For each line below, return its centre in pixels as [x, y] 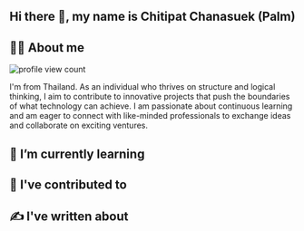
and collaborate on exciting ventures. [78, 125]
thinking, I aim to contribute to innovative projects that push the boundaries [150, 97]
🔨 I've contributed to [68, 184]
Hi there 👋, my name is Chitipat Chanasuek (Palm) [152, 17]
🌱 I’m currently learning [77, 154]
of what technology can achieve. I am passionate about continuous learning [151, 106]
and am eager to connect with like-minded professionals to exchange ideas [150, 116]
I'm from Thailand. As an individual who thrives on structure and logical [142, 87]
